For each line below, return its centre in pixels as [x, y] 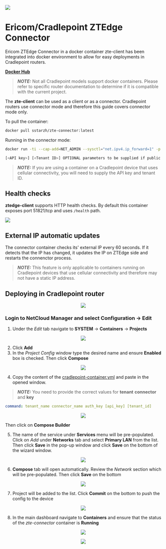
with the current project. [42, 92]
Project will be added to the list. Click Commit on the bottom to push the [86, 494]
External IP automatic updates [53, 235]
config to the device [33, 499]
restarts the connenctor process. [39, 258]
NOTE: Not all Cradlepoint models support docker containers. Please [87, 81]
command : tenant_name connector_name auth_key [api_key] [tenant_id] [79, 406]
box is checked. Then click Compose [50, 358]
